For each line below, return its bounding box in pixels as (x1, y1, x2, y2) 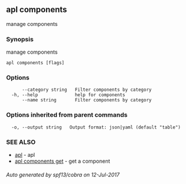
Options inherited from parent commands (6, 111, 128, 119)
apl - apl (14, 152, 35, 158)
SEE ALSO (6, 138, 36, 146)
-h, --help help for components (11, 92, 126, 98)
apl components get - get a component (14, 157, 110, 165)
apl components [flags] (6, 60, 65, 66)
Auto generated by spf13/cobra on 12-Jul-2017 (6, 171, 120, 178)
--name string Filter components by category (21, 97, 152, 103)
